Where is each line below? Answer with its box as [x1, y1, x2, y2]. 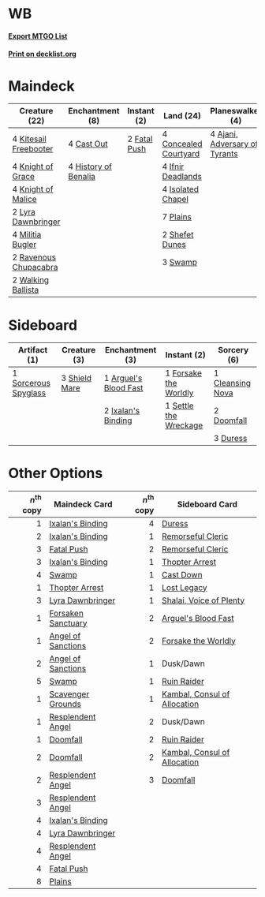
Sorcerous [12, 378, 51, 389]
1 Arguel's [103, 372, 143, 383]
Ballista [12, 285, 39, 296]
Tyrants [210, 148, 238, 159]
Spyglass [12, 387, 46, 398]
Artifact [17, 345, 48, 356]
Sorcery [218, 345, 249, 356]
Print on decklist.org [8, 49, 77, 59]
